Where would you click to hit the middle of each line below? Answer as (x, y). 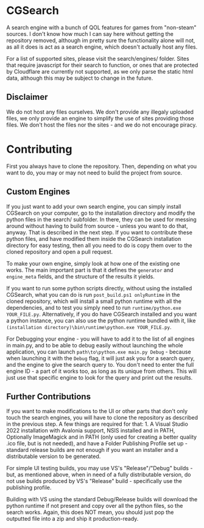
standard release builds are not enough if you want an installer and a (92, 450)
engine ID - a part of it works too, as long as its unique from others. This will (101, 371)
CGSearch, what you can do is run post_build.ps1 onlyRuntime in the (93, 294)
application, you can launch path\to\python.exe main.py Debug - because (99, 352)
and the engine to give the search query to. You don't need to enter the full (100, 364)
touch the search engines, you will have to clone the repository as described (102, 418)
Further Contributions (49, 396)
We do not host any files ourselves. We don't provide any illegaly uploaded (100, 112)
